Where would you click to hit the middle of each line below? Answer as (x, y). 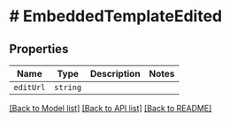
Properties (39, 49)
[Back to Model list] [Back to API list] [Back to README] (111, 108)
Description (115, 74)
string (68, 87)
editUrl (30, 87)
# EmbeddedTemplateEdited (116, 16)
